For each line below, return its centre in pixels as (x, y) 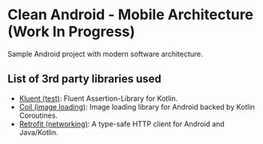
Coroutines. (38, 115)
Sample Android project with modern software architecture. (105, 54)
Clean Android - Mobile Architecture (130, 15)
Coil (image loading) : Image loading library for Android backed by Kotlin (137, 106)
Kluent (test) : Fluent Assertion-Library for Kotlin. (98, 98)
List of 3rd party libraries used (84, 79)
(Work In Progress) (72, 32)
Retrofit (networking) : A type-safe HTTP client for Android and (122, 124)
